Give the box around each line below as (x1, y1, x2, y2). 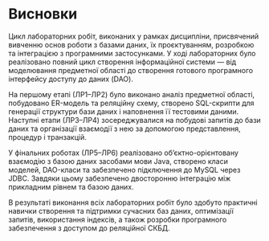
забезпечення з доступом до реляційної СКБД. (8, 223, 170, 233)
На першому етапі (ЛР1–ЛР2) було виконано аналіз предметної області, (8, 89, 255, 99)
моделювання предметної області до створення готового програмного (8, 65, 254, 75)
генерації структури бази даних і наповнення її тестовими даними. (8, 106, 239, 116)
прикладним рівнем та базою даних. (8, 182, 134, 191)
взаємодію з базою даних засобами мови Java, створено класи (8, 156, 229, 165)
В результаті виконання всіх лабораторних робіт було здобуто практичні (8, 198, 259, 207)
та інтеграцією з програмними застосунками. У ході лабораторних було (8, 48, 256, 58)
